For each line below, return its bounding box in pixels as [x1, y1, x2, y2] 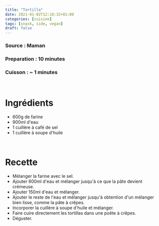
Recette [5, 157, 38, 168]
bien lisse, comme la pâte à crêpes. [12, 200, 85, 206]
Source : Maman [5, 42, 46, 49]
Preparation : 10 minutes [5, 55, 65, 62]
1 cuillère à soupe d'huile [12, 130, 63, 136]
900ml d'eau [12, 119, 39, 125]
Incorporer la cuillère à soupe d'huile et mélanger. [12, 205, 114, 211]
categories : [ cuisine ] [5, 16, 52, 21]
